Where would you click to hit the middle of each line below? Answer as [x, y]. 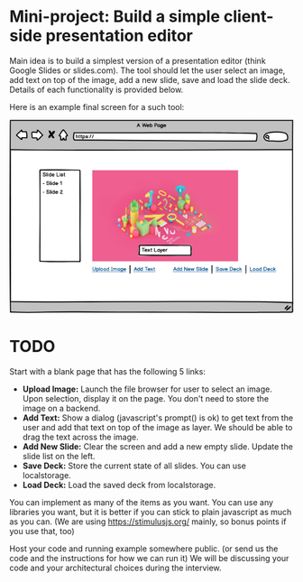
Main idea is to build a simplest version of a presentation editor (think [138, 60]
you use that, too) [42, 531]
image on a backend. [61, 408]
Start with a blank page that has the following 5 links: [107, 371]
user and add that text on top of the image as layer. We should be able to [157, 427]
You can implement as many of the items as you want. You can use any [141, 502]
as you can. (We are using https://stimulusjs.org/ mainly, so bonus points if [148, 522]
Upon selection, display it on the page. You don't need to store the [145, 398]
